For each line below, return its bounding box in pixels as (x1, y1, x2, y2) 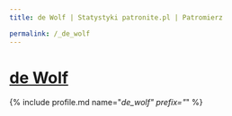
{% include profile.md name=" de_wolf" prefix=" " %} (9, 97, 204, 108)
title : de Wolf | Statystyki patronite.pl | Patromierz (9, 12, 223, 22)
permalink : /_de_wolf (9, 29, 91, 38)
